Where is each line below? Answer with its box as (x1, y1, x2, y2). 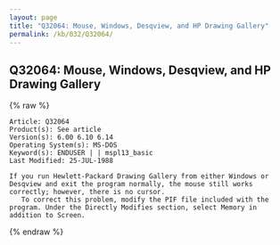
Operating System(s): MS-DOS (9, 141, 118, 150)
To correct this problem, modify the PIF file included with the (21, 195, 269, 205)
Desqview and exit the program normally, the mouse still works (9, 180, 253, 189)
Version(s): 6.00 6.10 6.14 (9, 133, 114, 143)
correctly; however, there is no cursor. (9, 188, 166, 197)
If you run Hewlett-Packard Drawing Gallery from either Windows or (9, 172, 269, 181)
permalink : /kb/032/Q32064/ (9, 29, 114, 38)
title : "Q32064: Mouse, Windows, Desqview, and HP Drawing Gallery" (9, 21, 269, 30)
